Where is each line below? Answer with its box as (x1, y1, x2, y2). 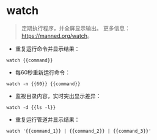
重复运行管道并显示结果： (15, 116, 80, 123)
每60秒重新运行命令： (15, 68, 71, 76)
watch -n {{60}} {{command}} (6, 80, 81, 87)
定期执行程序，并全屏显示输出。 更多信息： (21, 24, 130, 32)
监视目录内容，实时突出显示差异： (15, 92, 101, 99)
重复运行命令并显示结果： (15, 45, 80, 52)
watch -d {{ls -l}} (6, 104, 56, 110)
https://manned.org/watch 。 (21, 32, 93, 40)
